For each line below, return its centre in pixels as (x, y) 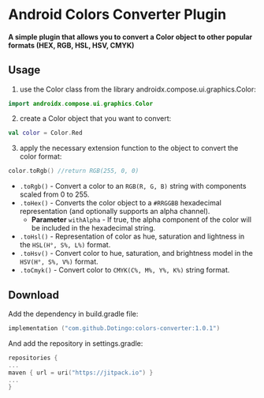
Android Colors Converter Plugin (117, 15)
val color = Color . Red (45, 133)
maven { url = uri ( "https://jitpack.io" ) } (81, 373)
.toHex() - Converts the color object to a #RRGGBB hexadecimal (121, 203)
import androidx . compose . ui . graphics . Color (81, 103)
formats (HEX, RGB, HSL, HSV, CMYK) (71, 45)
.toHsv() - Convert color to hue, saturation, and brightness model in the (136, 253)
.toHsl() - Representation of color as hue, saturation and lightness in (132, 237)
